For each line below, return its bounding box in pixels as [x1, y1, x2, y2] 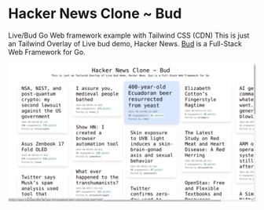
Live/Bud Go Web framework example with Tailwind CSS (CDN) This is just [8, 31, 250, 40]
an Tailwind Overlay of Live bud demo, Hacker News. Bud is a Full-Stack [8, 38, 242, 48]
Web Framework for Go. [8, 47, 86, 56]
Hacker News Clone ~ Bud [8, 5, 182, 23]
